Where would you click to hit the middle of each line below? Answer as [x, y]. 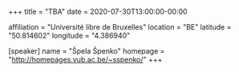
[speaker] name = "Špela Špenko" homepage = [87, 51]
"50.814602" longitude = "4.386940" [69, 36]
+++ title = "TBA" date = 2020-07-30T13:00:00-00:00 [98, 12]
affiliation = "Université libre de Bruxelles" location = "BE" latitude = [120, 27]
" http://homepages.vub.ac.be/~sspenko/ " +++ [85, 60]
